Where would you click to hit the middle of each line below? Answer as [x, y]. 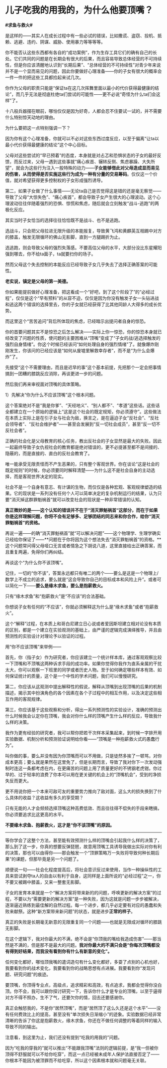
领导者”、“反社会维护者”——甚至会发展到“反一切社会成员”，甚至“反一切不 [85, 424]
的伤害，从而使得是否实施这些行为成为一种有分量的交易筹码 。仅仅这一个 [79, 174]
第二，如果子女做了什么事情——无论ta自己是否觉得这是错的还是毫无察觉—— [83, 191]
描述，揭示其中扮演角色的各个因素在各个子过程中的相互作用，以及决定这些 [81, 693]
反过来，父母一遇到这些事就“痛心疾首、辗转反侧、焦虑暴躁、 [80, 161]
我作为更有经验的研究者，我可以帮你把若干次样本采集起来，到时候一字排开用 [83, 733]
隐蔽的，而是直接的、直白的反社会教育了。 [49, 453]
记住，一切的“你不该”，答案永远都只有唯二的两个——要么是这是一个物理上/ [82, 573]
